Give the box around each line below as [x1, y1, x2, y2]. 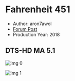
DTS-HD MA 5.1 [5, 46, 55, 55]
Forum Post [12, 26, 38, 32]
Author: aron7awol [12, 21, 52, 27]
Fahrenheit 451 [5, 4, 70, 15]
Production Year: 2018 [12, 31, 60, 37]
